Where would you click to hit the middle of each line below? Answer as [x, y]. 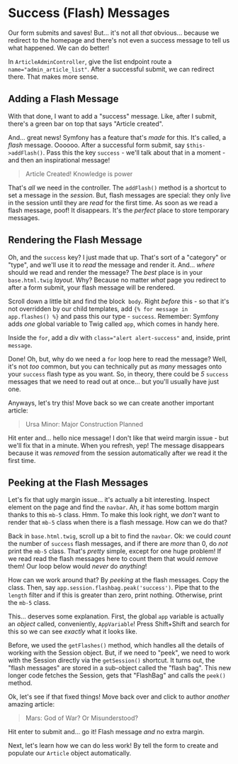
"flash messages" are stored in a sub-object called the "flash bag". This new [120, 668]
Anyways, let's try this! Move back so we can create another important [111, 403]
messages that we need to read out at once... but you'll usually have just [113, 381]
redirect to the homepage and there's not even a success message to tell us [119, 40]
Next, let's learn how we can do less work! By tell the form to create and [113, 746]
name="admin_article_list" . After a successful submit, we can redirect [111, 69]
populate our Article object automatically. [70, 753]
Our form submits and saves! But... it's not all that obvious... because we [114, 33]
